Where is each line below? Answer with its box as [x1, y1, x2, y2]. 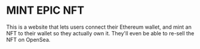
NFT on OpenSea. [6, 36, 51, 43]
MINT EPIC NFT [6, 4, 85, 17]
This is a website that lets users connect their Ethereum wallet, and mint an [6, 23, 192, 30]
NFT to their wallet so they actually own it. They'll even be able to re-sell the [6, 29, 195, 36]
